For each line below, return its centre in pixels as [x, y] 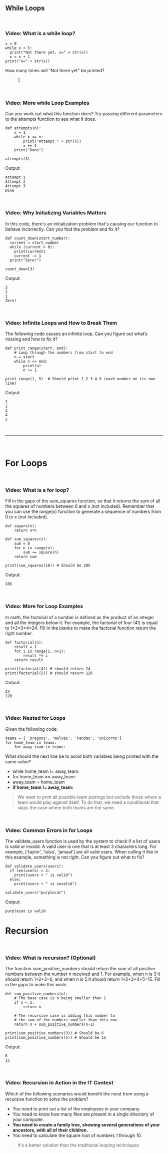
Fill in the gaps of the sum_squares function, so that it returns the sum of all [83, 501]
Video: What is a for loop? [37, 490]
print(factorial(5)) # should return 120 [49, 673]
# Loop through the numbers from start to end [63, 353]
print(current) [30, 251]
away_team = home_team [38, 782]
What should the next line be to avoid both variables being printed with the [82, 756]
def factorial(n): [24, 642]
